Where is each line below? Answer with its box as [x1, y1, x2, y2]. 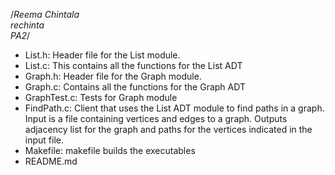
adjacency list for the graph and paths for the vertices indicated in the [24, 124, 313, 135]
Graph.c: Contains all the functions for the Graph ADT [24, 81, 246, 93]
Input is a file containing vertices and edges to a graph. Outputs [24, 113, 288, 124]
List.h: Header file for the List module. [24, 49, 181, 61]
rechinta [10, 19, 45, 31]
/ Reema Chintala [10, 9, 80, 20]
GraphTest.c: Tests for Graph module [24, 92, 178, 103]
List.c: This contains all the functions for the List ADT [24, 60, 243, 71]
